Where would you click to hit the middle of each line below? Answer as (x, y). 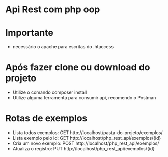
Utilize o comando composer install (50, 92)
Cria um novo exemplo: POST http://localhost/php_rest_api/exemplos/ (86, 143)
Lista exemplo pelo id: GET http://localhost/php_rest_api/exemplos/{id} (87, 138)
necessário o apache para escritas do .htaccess (63, 47)
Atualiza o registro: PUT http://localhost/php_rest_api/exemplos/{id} (84, 149)
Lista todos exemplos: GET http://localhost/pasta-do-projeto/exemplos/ (88, 133)
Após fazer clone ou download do (78, 68)
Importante (29, 33)
